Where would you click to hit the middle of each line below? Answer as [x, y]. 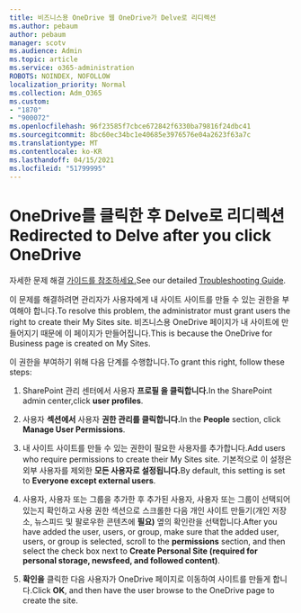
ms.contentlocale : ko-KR [56, 151]
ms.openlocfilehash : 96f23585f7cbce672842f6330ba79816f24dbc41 [130, 127]
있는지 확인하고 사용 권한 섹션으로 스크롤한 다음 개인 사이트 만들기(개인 [146, 510]
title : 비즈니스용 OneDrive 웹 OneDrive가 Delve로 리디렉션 [113, 18]
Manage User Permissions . [74, 429]
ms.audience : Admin [46, 51]
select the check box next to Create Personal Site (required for [140, 551]
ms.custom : [30, 101]
